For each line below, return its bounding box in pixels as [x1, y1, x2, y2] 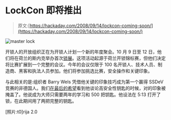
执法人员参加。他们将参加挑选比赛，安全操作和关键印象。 [32, 67, 153, 74]
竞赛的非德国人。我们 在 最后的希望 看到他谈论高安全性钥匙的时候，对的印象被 [5, 85, 166, 91]
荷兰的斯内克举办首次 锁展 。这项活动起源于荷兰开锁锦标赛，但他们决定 [18, 55, 166, 61]
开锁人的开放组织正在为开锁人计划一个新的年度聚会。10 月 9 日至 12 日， [5, 49, 158, 55]
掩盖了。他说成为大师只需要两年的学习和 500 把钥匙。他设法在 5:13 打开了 [5, 91, 161, 98]
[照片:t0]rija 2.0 [5, 108, 38, 115]
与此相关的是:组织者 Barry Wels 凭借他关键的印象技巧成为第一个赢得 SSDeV [5, 79, 164, 85]
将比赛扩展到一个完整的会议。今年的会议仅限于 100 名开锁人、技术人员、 [5, 61, 158, 67]
